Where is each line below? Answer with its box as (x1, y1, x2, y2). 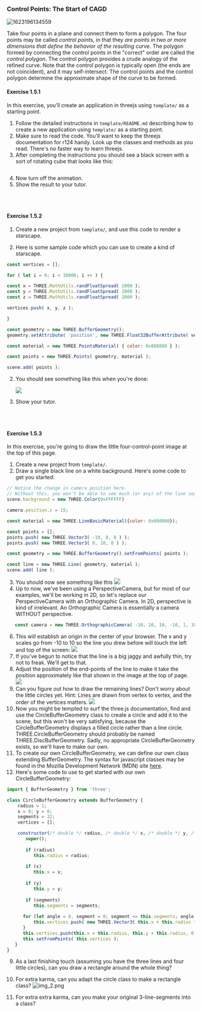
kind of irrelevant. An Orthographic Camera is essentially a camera (15, 604, 180, 611)
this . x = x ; (33, 869, 63, 875)
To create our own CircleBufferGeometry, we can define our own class (15, 749, 189, 757)
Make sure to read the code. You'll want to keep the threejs (15, 132, 161, 139)
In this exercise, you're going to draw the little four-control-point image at (7, 443, 187, 450)
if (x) (25, 864, 42, 870)
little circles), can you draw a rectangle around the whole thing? (15, 964, 172, 971)
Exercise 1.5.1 (7, 88, 41, 95)
